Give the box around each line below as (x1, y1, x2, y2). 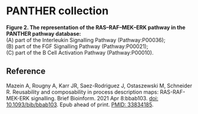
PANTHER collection (6, 4, 109, 18)
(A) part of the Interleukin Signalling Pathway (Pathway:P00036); (6, 36, 166, 43)
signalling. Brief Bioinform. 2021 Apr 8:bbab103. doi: (30, 94, 159, 102)
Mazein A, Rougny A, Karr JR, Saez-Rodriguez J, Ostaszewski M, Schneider (6, 82, 193, 89)
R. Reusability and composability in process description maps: (6, 88, 159, 96)
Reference (6, 66, 46, 77)
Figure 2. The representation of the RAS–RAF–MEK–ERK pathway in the (6, 24, 186, 31)
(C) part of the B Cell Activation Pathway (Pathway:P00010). (6, 49, 154, 56)
